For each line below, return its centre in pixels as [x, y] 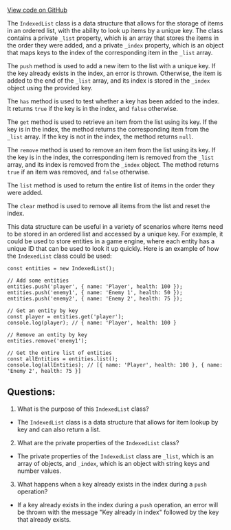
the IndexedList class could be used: [59, 256]
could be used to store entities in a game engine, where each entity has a [111, 241]
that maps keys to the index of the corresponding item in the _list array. [110, 52]
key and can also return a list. [59, 429]
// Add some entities [38, 281]
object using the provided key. [50, 88]
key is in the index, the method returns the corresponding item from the [108, 129]
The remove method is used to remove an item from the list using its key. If [111, 150]
